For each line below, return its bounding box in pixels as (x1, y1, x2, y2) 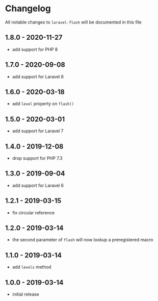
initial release (12, 291, 39, 297)
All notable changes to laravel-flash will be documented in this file (5, 19, 142, 25)
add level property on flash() (12, 101, 75, 107)
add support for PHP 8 (12, 46, 58, 52)
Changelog (5, 3, 51, 14)
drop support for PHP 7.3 (12, 155, 63, 161)
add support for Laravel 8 (12, 74, 64, 79)
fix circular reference (12, 209, 55, 216)
